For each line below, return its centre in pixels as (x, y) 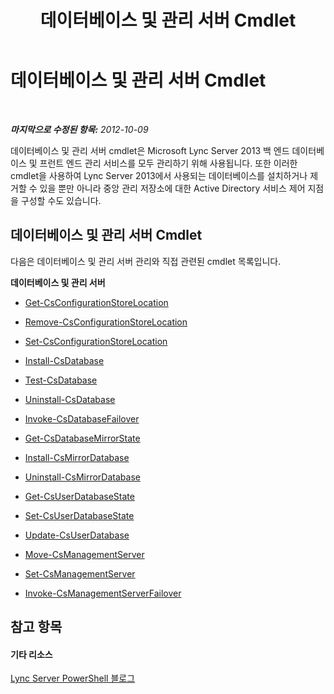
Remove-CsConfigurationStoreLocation (106, 322)
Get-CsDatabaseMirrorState (82, 438)
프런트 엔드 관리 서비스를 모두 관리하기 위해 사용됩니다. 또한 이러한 (168, 163)
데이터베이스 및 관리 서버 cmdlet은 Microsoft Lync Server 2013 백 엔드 (150, 150)
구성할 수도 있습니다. (61, 200)
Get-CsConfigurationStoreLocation (96, 302)
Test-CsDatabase (61, 380)
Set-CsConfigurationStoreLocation (96, 341)
